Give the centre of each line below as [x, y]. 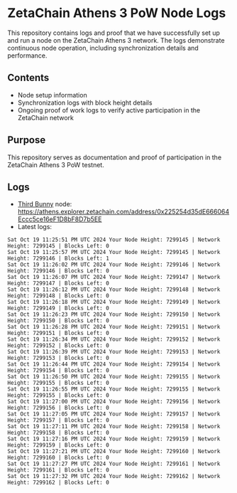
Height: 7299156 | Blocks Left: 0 [59, 408]
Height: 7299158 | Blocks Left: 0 [59, 433]
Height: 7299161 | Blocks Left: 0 [59, 470]
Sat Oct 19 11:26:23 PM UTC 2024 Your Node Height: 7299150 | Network [114, 314]
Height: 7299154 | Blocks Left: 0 [59, 371]
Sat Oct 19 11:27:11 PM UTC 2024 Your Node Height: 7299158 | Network [114, 427]
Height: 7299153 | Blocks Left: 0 [59, 358]
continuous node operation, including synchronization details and [103, 48]
